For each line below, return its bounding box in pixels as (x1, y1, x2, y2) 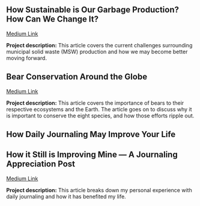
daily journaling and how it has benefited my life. (6, 193, 126, 200)
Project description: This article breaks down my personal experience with (6, 186, 192, 193)
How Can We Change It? (6, 14, 99, 25)
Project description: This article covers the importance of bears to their (6, 99, 184, 107)
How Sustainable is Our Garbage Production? (6, 5, 179, 15)
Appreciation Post (6, 159, 76, 169)
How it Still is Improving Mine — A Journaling (6, 150, 178, 160)
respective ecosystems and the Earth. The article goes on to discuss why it (6, 105, 192, 113)
